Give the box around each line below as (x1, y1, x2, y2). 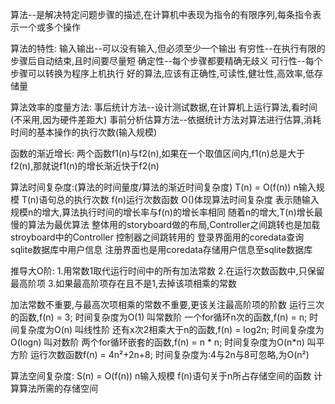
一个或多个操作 (18, 21, 81, 33)
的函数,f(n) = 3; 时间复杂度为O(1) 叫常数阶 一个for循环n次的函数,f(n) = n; (10, 311, 308, 323)
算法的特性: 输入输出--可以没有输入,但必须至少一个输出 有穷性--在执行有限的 (10, 43, 326, 54)
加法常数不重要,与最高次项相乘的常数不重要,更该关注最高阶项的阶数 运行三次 (10, 299, 325, 310)
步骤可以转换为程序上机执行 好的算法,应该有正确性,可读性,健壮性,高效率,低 (10, 68, 315, 79)
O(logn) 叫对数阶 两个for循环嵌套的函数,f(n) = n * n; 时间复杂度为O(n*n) (10, 336, 305, 348)
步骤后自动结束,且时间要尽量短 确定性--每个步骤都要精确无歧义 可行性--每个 (10, 55, 323, 67)
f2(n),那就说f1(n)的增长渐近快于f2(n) (10, 160, 160, 172)
